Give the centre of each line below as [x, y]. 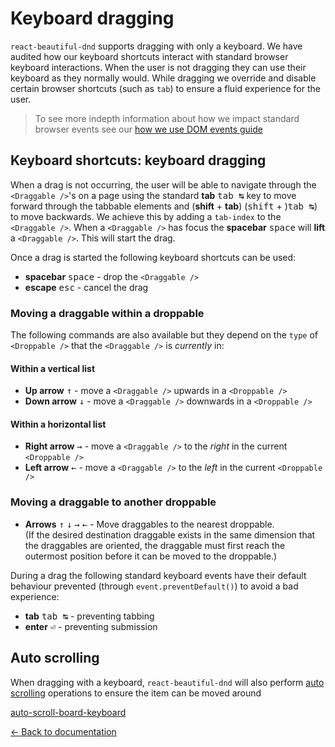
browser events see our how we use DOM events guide [148, 129]
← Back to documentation [63, 731]
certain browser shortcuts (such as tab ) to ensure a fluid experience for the [165, 88]
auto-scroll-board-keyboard [68, 712]
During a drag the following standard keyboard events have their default [158, 575]
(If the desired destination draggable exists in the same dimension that [170, 534]
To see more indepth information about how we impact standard [167, 118]
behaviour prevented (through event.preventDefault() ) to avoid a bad [154, 586]
